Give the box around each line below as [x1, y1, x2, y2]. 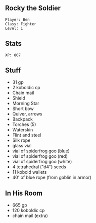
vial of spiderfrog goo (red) [12, 153, 68, 159]
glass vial [12, 143, 32, 149]
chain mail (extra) [12, 213, 48, 219]
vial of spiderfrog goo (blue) [12, 148, 70, 154]
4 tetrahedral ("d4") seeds [12, 164, 66, 170]
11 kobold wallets [12, 169, 47, 175]
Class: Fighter [5, 21, 37, 26]
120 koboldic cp [12, 208, 45, 214]
